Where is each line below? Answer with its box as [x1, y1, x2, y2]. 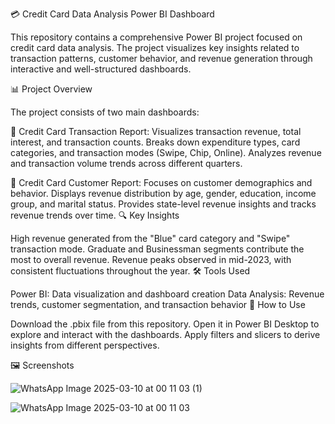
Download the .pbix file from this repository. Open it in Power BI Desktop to [10, 318, 320, 330]
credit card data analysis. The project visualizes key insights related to [10, 42, 300, 53]
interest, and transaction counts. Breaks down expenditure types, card [10, 136, 301, 148]
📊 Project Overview [10, 83, 93, 95]
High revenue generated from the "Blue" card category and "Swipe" [10, 233, 291, 244]
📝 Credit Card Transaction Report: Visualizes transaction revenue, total [10, 126, 302, 137]
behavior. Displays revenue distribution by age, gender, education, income [10, 188, 317, 199]
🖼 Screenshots [10, 359, 75, 371]
